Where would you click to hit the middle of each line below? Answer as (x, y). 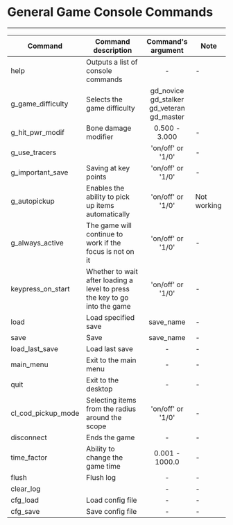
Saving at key (108, 168)
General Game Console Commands (110, 12)
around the (104, 417)
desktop (100, 389)
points (96, 177)
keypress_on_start (41, 289)
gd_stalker (167, 99)
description (113, 50)
